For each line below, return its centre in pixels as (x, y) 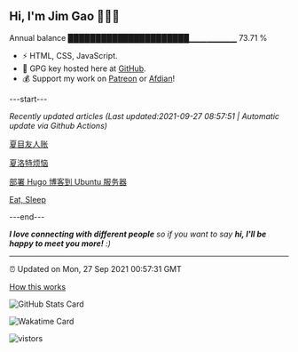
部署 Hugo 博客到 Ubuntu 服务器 (68, 181)
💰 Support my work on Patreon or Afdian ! (98, 78)
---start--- (28, 99)
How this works (38, 286)
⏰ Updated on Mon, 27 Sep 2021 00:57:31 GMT (95, 268)
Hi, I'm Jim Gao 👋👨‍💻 (65, 16)
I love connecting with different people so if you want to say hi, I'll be (138, 234)
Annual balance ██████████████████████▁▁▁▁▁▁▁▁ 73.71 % (138, 37)
